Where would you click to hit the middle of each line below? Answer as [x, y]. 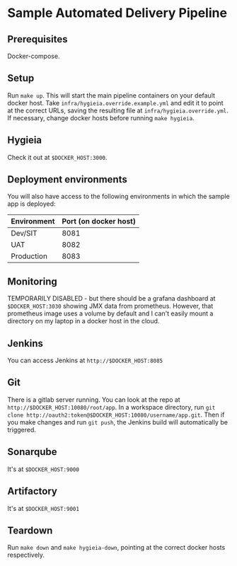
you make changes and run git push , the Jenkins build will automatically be [118, 422]
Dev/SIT [24, 233]
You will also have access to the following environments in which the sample [118, 197]
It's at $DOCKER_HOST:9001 [44, 508]
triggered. [22, 429]
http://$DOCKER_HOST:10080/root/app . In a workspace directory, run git [111, 407]
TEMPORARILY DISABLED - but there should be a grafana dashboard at [111, 299]
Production [29, 256]
